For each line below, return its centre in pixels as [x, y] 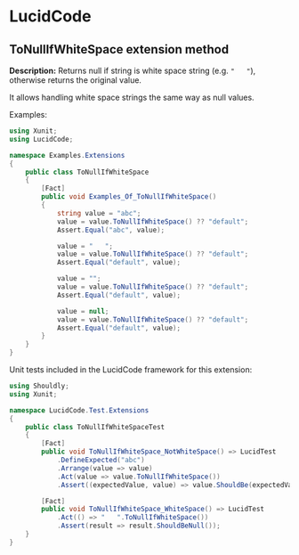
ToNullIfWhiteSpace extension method [119, 49]
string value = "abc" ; [99, 213]
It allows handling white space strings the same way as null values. [132, 97]
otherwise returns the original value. [76, 80]
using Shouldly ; [39, 386]
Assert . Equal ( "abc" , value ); [111, 230]
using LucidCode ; [41, 139]
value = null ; [83, 311]
